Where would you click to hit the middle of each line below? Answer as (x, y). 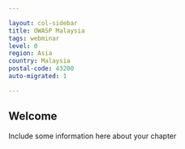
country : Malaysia (39, 61)
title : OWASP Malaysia (47, 31)
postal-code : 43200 (41, 69)
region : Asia (30, 54)
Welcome (33, 116)
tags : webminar (34, 38)
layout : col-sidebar (43, 23)
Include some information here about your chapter (92, 136)
